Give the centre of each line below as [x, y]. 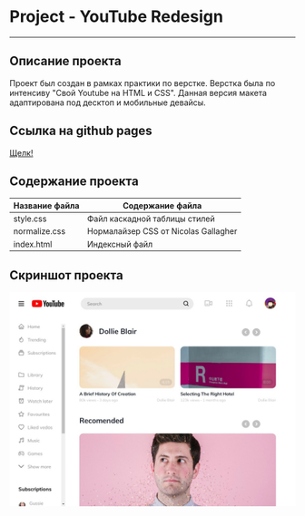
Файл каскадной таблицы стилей [151, 219]
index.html [33, 244]
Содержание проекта [74, 181]
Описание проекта [65, 61]
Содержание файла [162, 205]
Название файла [46, 205]
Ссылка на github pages [81, 131]
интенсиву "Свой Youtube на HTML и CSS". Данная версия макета [138, 92]
